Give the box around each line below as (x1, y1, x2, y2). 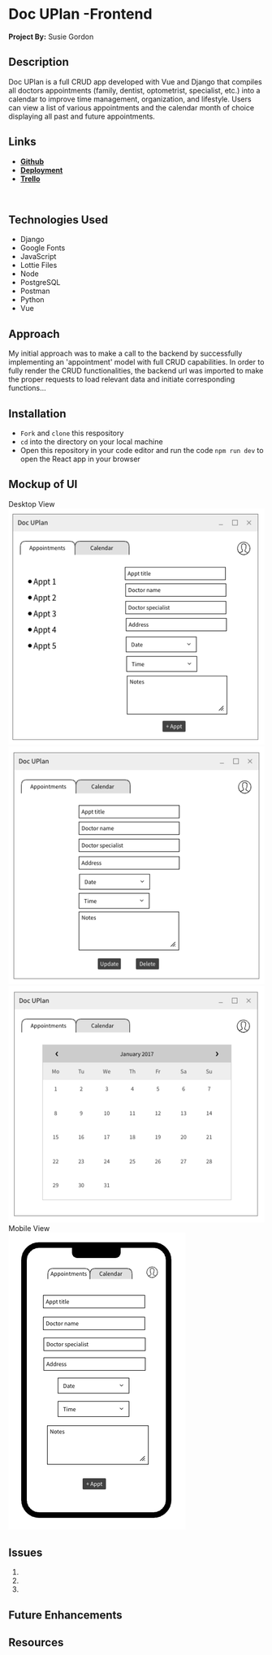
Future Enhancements (8, 1608, 123, 1622)
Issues (8, 1545, 43, 1559)
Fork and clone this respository (19, 428, 124, 438)
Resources (8, 1636, 64, 1649)
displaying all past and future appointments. (8, 111, 156, 121)
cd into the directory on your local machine (19, 437, 164, 447)
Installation (8, 407, 67, 421)
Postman (19, 286, 50, 296)
